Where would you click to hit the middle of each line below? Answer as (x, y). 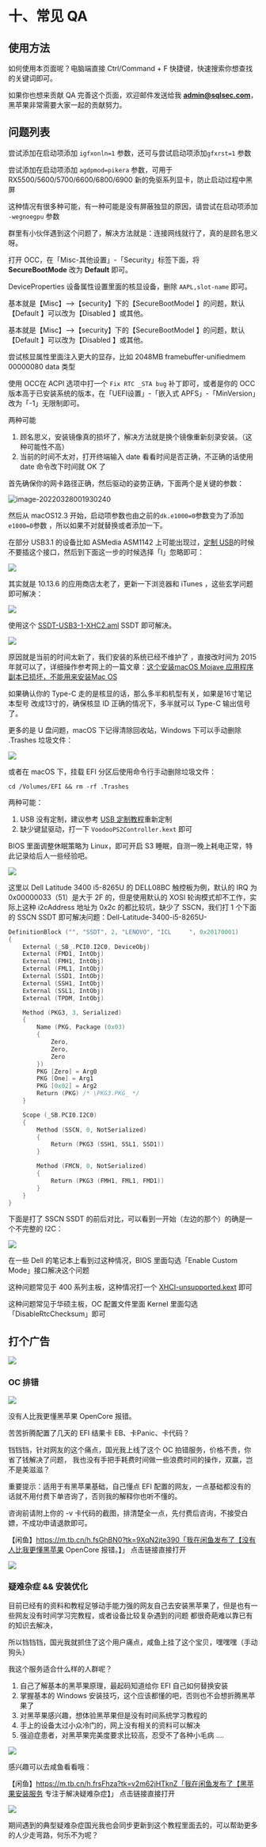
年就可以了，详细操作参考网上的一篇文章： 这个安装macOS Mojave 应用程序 (131, 666)
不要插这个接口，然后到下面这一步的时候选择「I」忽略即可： (106, 552)
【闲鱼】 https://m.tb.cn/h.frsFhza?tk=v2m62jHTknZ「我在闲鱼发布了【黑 (128, 1783)
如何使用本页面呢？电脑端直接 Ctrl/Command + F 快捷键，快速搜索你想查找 (131, 68)
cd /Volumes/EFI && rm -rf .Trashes (68, 787)
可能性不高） (47, 446)
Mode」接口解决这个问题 (49, 1270)
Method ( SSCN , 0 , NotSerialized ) (92, 1130)
